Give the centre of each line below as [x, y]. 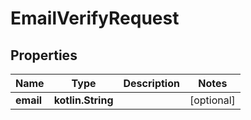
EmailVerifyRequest [95, 18]
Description [151, 83]
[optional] [212, 100]
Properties [44, 55]
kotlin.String [83, 100]
